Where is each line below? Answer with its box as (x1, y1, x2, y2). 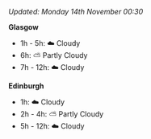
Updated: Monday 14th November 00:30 (8, 7, 144, 16)
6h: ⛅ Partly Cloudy (19, 51, 88, 59)
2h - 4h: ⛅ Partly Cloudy (19, 109, 104, 119)
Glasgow (8, 22, 39, 31)
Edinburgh (8, 81, 44, 91)
